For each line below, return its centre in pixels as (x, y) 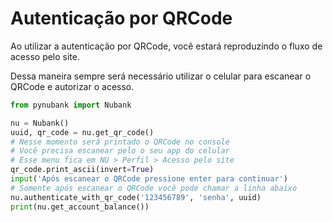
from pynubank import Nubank (71, 105)
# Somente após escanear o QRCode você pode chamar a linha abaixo (154, 188)
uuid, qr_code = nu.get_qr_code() (82, 132)
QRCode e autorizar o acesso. (72, 86)
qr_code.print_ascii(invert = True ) (82, 170)
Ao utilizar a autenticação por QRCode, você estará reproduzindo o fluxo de (166, 46)
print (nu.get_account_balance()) (80, 207)
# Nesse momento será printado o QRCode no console (120, 142)
